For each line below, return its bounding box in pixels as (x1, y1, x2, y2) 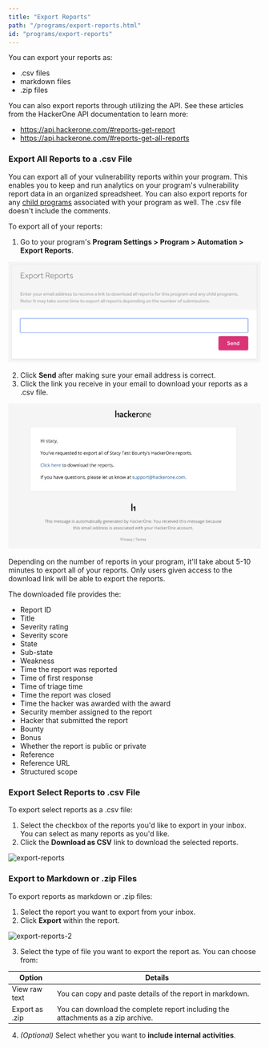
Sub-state (19, 648, 54, 658)
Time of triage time (19, 682, 83, 691)
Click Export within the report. (19, 915, 120, 925)
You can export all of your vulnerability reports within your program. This (8, 172, 248, 181)
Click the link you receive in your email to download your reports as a (19, 378, 248, 388)
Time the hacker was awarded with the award (19, 698, 171, 709)
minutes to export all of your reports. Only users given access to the (8, 565, 233, 575)
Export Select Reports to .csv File (8, 787, 141, 798)
